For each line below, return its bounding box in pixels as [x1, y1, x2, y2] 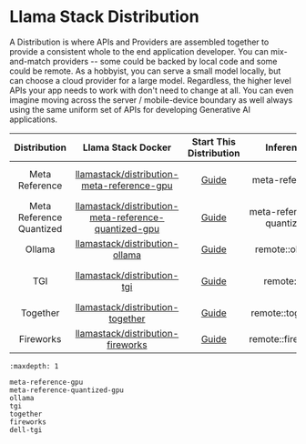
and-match [9, 55, 51, 66]
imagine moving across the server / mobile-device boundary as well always [9, 94, 293, 106]
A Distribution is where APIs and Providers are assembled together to [9, 36, 270, 47]
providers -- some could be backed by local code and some [52, 55, 278, 66]
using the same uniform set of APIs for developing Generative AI [9, 104, 250, 115]
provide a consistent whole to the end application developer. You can [9, 45, 269, 56]
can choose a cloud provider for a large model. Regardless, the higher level [9, 75, 291, 86]
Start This [191, 135, 237, 147]
